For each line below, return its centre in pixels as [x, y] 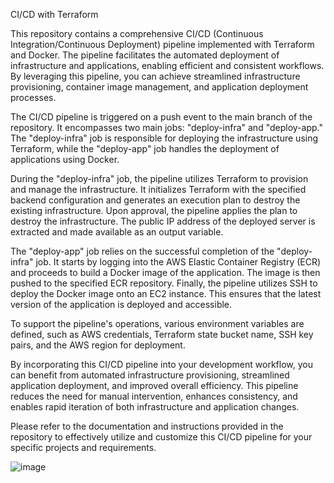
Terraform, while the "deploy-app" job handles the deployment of [145, 148]
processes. [33, 97]
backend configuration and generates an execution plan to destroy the [155, 200]
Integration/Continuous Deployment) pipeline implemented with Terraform [162, 44]
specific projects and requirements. [83, 447]
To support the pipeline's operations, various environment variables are [157, 323]
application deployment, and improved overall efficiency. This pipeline [154, 385]
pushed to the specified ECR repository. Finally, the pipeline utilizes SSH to [164, 283]
